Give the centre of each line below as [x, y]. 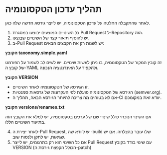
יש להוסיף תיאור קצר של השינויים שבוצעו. [51, 38]
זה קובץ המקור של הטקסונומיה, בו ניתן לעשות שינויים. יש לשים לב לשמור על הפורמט [83, 62]
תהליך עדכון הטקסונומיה [54, 9]
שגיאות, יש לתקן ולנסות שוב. [39, 137]
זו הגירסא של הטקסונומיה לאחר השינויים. [51, 87]
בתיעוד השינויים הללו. [25, 122]
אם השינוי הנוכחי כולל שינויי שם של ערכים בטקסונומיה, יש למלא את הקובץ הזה [78, 116]
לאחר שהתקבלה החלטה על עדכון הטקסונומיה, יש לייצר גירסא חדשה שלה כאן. [78, 23]
